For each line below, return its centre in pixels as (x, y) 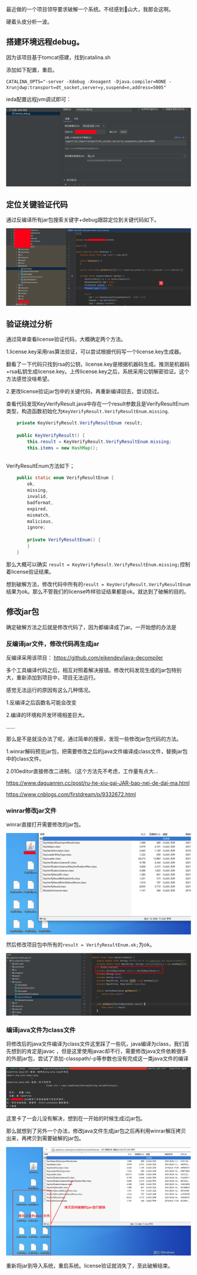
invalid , (38, 497)
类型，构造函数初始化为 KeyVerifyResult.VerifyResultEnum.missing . (88, 411)
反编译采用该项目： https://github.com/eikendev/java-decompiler (85, 657)
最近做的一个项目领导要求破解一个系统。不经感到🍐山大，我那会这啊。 (90, 9)
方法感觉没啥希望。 (29, 379)
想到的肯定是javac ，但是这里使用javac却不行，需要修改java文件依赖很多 (99, 1051)
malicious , (40, 521)
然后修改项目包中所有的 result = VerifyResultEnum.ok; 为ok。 (81, 944)
